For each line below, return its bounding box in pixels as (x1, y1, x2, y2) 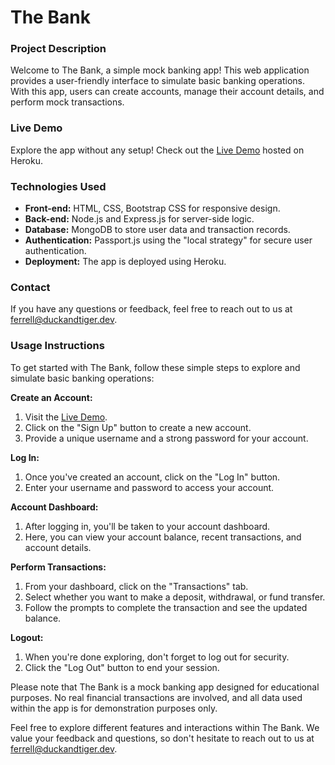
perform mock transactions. (10, 96, 125, 108)
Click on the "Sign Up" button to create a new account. (24, 421, 252, 433)
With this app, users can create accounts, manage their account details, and (10, 86, 325, 98)
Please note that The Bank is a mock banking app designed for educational (10, 681, 320, 693)
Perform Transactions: (10, 561, 107, 573)
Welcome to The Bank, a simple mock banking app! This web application (10, 64, 310, 76)
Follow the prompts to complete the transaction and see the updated (24, 601, 308, 613)
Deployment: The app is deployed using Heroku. (24, 256, 227, 268)
